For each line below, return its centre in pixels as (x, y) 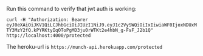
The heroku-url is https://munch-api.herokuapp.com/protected (84, 47)
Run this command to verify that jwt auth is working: (71, 9)
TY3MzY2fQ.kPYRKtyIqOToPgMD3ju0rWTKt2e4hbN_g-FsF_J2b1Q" (80, 30)
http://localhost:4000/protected (49, 36)
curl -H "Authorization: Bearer (47, 20)
